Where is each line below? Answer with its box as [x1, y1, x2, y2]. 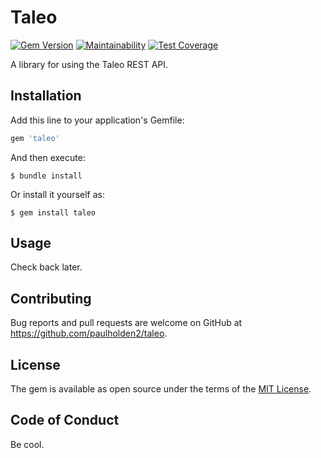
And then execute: [10, 151, 86, 163]
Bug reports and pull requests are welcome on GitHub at [10, 317, 243, 329]
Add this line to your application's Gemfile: [10, 114, 185, 126]
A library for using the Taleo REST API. [10, 58, 169, 70]
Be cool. [10, 438, 45, 450]
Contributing [10, 290, 92, 307]
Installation [10, 87, 82, 105]
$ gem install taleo [10, 207, 97, 218]
